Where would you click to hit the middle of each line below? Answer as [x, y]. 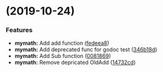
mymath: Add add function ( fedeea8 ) [62, 43]
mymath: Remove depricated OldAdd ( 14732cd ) [75, 62]
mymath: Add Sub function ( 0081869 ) [63, 56]
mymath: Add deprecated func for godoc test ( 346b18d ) [86, 50]
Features [19, 30]
